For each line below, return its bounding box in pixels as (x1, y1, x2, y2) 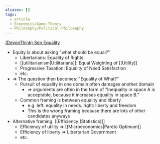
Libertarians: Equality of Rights (20, 54, 84, 60)
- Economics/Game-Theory (10, 21, 62, 26)
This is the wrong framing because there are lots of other (27, 108, 145, 114)
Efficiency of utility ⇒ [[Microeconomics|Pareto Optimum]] (20, 123, 141, 130)
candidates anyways (27, 113, 70, 119)
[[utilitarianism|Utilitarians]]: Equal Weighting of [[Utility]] (20, 60, 137, 66)
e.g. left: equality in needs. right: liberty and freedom (27, 102, 136, 108)
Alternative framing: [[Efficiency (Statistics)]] (12, 118, 105, 124)
